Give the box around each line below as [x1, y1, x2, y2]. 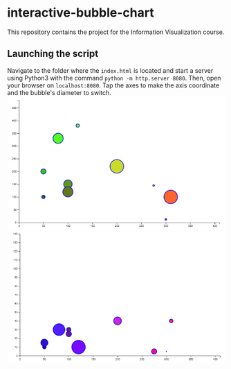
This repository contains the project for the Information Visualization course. [7, 28, 225, 36]
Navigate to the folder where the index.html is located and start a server [7, 66, 214, 74]
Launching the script [7, 48, 99, 60]
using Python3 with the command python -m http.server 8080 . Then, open [7, 74, 221, 82]
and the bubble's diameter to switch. [7, 88, 112, 96]
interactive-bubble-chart [7, 5, 154, 21]
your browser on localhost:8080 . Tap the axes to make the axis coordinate [7, 81, 220, 89]
